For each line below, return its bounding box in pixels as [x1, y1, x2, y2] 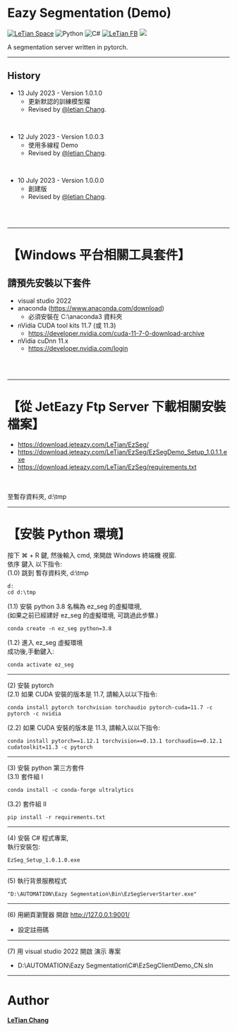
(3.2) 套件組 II [7, 800, 47, 808]
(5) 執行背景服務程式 [7, 876, 67, 885]
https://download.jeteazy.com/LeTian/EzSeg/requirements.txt [17, 462, 197, 471]
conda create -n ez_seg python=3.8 [7, 625, 112, 632]
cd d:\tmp [7, 589, 37, 596]
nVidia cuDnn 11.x [17, 337, 69, 345]
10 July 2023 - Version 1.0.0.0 [17, 176, 104, 184]
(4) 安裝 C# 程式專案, [7, 833, 69, 842]
